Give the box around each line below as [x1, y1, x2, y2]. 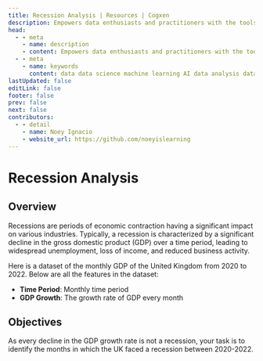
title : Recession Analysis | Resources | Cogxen [8, 11, 170, 20]
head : [8, 26, 26, 34]
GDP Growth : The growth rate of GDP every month [19, 293, 184, 302]
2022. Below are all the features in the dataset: [8, 269, 159, 279]
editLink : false [8, 84, 61, 92]
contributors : [8, 114, 55, 121]
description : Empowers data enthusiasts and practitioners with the [8, 19, 236, 27]
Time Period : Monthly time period [19, 284, 129, 294]
